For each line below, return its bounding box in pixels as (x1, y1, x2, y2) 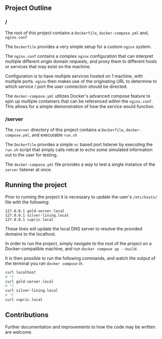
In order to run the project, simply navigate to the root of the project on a (5, 240, 152, 246)
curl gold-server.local (5, 279, 54, 284)
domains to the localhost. (5, 231, 56, 237)
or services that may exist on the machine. (5, 63, 91, 69)
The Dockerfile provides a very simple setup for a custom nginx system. (5, 44, 152, 50)
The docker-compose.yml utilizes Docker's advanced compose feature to (5, 93, 151, 99)
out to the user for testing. (5, 152, 58, 157)
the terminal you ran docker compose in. (5, 260, 84, 266)
